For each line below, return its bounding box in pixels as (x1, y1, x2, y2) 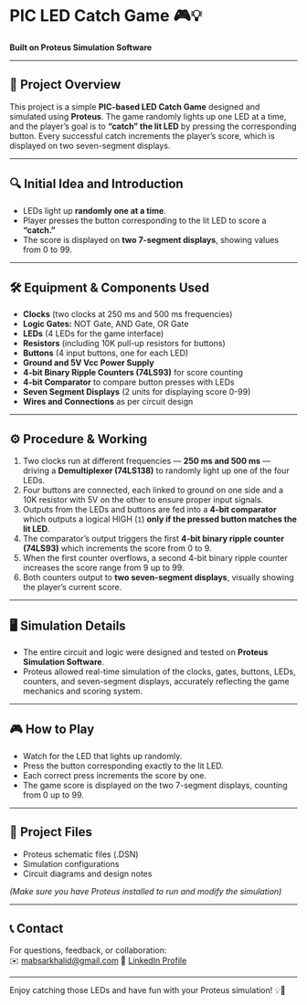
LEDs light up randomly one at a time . (22, 205, 166, 216)
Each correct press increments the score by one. (22, 769, 207, 780)
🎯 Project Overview (9, 77, 122, 92)
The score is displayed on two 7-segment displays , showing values (22, 234, 280, 245)
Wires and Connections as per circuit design (22, 397, 194, 407)
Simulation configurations (22, 858, 120, 869)
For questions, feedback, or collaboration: (9, 945, 167, 956)
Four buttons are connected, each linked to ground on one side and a (22, 484, 284, 496)
